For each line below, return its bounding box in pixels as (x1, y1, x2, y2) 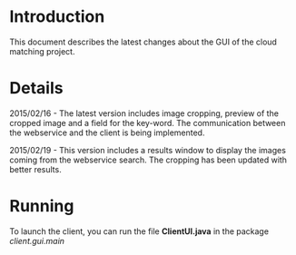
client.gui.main (9, 235, 65, 246)
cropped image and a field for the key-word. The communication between (9, 117, 286, 128)
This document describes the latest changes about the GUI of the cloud (9, 36, 277, 47)
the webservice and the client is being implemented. (9, 127, 205, 138)
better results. (9, 163, 62, 174)
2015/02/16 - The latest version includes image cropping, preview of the (9, 107, 280, 119)
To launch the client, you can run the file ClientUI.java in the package (9, 225, 270, 237)
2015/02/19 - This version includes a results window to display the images (9, 144, 286, 155)
